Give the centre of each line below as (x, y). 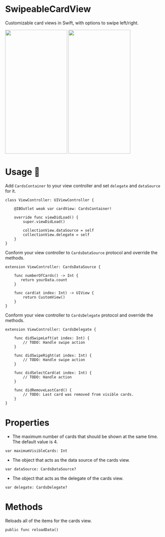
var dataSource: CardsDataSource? (41, 469)
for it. (11, 191)
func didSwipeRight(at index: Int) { (53, 355)
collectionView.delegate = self (56, 235)
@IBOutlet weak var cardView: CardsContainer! (63, 209)
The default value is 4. (35, 441)
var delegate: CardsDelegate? (36, 487)
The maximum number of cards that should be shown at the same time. (85, 436)
